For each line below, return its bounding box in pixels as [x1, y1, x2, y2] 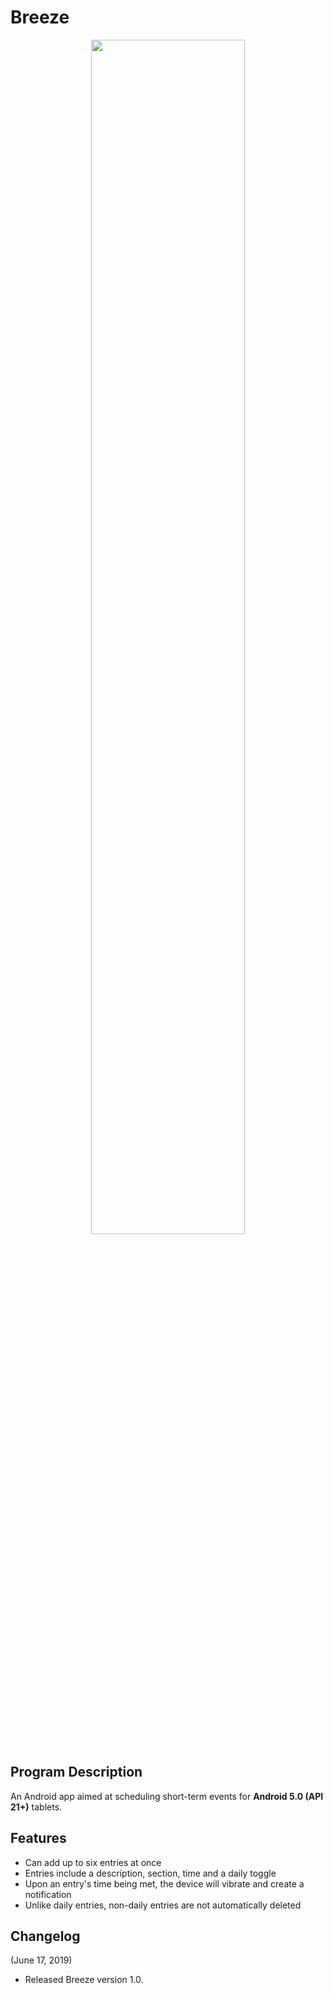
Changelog [10, 1927, 81, 1945]
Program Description [10, 1764, 143, 1781]
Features [10, 1830, 67, 1847]
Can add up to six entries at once [24, 1856, 162, 1868]
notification [24, 1888, 72, 1900]
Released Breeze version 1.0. [24, 1974, 144, 1986]
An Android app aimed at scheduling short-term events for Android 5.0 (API [10, 1790, 324, 1802]
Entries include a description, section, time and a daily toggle [24, 1867, 277, 1879]
